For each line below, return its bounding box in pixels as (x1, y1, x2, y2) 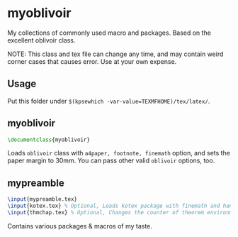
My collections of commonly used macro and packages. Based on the (7, 28, 211, 37)
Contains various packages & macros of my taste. (7, 221, 152, 230)
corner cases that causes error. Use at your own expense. (7, 57, 177, 65)
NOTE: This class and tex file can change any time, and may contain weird (7, 50, 224, 58)
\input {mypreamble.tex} (7, 196, 78, 203)
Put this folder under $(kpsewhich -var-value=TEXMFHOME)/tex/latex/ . (7, 97, 210, 105)
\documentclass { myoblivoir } (7, 136, 91, 143)
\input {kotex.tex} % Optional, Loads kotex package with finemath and (7, 202, 220, 210)
